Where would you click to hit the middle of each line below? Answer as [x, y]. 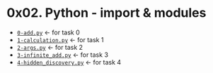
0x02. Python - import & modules [106, 13]
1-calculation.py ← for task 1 [60, 39]
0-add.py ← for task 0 [48, 32]
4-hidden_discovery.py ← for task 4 [69, 62]
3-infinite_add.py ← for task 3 [63, 55]
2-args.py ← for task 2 [50, 47]
